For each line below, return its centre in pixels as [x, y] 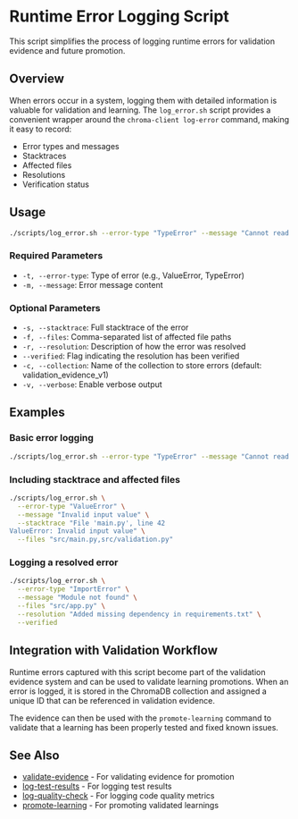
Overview [37, 79]
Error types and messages [70, 146]
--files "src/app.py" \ [61, 606]
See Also [34, 755]
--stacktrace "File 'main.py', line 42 [91, 523]
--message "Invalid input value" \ [83, 515]
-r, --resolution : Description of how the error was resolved [134, 347]
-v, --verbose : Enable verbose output [92, 384]
